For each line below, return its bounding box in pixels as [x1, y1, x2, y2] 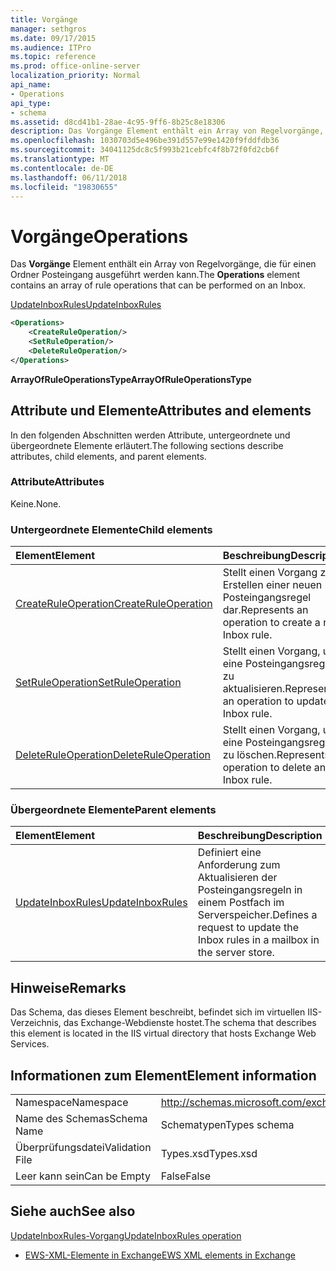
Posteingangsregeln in [197, 883, 303, 897]
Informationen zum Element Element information [10, 1067, 317, 1084]
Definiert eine [197, 846, 262, 860]
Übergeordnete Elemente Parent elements [10, 803, 217, 817]
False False [160, 1169, 212, 1183]
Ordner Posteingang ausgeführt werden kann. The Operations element [10, 269, 301, 281]
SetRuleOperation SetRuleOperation [15, 676, 182, 690]
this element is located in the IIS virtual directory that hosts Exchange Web [10, 1027, 317, 1040]
